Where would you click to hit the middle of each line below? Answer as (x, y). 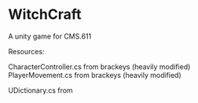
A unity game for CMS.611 (50, 36)
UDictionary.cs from (40, 90)
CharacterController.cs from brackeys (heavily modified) (99, 66)
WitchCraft (45, 15)
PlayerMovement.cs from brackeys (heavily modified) (95, 75)
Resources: (26, 51)
